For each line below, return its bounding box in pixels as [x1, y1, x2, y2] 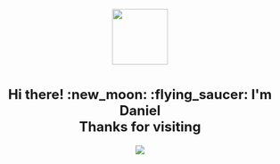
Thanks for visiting [78, 119, 202, 135]
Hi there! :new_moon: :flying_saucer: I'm [7, 86, 273, 103]
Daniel [119, 102, 161, 119]
